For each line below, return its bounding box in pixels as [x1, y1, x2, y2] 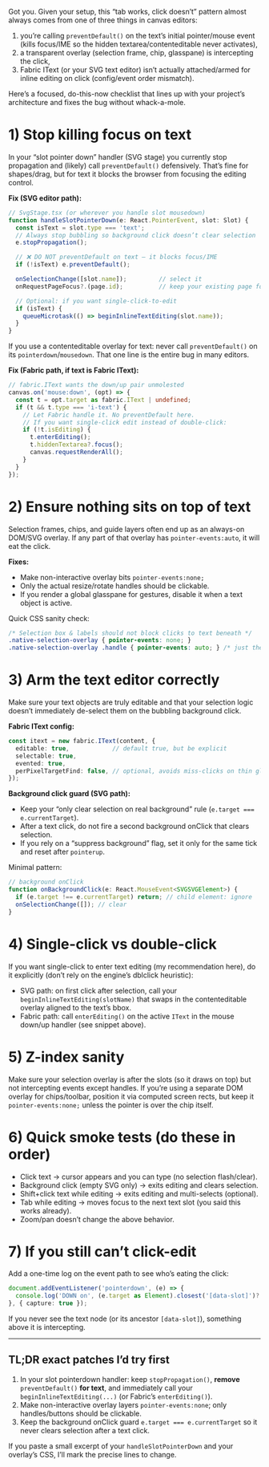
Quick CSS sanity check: [8, 613, 90, 623]
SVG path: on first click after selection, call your [19, 985, 178, 995]
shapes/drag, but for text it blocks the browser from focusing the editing [8, 169, 247, 179]
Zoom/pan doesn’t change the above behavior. [19, 1214, 175, 1224]
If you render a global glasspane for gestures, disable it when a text [19, 589, 243, 599]
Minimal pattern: [8, 863, 62, 872]
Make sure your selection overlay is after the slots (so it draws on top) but [8, 1075, 251, 1084]
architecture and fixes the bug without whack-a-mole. [8, 98, 187, 107]
